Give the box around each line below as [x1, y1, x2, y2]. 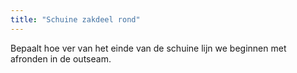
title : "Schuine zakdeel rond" [10, 14, 141, 25]
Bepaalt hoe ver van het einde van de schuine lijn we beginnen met [10, 42, 287, 54]
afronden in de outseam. [10, 52, 112, 65]
